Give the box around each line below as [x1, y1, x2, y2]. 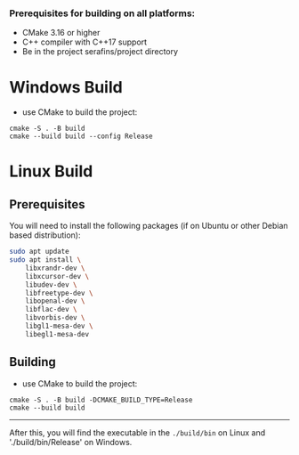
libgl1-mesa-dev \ [25, 321, 93, 331]
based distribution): [9, 230, 81, 240]
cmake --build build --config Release [9, 132, 153, 141]
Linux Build [9, 161, 93, 182]
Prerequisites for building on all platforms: [9, 7, 196, 20]
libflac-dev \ [25, 305, 77, 314]
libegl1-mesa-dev [25, 329, 90, 338]
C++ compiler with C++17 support [21, 37, 148, 47]
